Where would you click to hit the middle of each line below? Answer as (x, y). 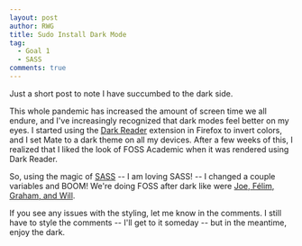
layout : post (34, 18)
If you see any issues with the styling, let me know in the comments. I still (146, 213)
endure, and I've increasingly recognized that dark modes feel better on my (150, 120)
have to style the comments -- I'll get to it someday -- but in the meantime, (148, 223)
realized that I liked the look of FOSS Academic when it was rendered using (149, 149)
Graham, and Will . (42, 196)
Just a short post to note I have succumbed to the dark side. (121, 93)
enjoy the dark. (37, 232)
